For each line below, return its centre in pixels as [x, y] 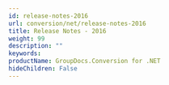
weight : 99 [27, 38]
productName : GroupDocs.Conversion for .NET [84, 62]
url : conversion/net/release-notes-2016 [78, 23]
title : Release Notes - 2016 [57, 31]
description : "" [36, 46]
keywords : [25, 53]
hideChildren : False [43, 69]
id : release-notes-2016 [49, 16]
